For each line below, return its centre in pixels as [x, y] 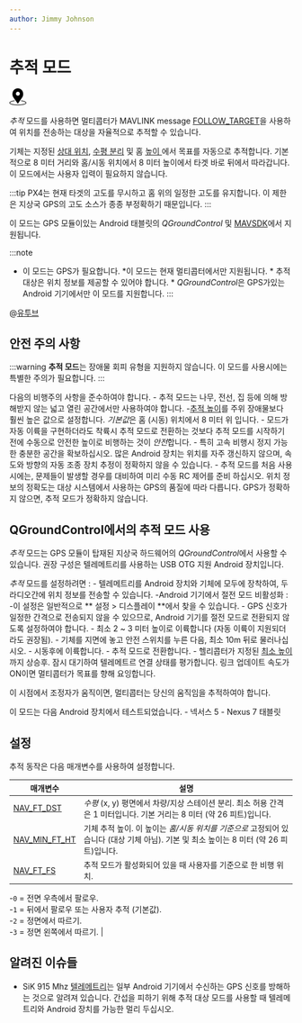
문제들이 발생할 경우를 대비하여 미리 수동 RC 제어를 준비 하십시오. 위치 [158, 476]
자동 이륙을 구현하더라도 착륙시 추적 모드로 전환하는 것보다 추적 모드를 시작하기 [147, 431]
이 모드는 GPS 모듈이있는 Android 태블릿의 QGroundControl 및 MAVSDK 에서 [146, 223]
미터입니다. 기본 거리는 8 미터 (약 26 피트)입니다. [186, 814]
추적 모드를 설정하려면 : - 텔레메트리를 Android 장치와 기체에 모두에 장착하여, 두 [149, 584]
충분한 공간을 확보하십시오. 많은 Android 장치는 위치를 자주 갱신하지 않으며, [151, 454]
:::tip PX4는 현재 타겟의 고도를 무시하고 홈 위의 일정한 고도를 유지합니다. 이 [140, 193]
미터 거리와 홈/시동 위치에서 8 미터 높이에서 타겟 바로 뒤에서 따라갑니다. [165, 162]
